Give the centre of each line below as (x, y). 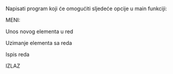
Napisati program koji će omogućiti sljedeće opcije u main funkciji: (86, 9)
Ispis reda (18, 54)
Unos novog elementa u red (39, 31)
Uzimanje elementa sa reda (39, 43)
